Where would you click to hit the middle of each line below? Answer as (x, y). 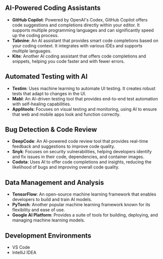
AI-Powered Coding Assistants (53, 8)
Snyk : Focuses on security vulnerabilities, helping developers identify (82, 152)
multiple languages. (32, 51)
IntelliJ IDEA (24, 253)
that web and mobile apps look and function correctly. (66, 114)
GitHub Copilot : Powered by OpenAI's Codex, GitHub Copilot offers (80, 20)
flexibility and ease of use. (38, 210)
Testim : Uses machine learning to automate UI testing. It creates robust (84, 88)
